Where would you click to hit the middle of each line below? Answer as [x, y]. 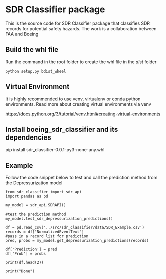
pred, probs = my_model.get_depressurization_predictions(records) [77, 241]
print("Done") [20, 271]
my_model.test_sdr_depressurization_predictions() [59, 219]
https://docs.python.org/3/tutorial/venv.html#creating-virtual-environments [83, 114]
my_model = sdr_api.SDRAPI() [36, 205]
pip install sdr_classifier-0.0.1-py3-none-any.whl [55, 150]
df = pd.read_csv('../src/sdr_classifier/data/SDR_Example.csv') [75, 228]
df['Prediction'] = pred [31, 250]
